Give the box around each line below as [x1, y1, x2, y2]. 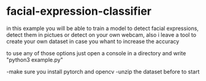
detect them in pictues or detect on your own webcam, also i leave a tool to [6, 31, 197, 38]
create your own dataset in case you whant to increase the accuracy [6, 37, 180, 45]
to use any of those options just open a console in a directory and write [6, 49, 186, 56]
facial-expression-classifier [6, 4, 152, 18]
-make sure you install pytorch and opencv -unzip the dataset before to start [6, 67, 200, 75]
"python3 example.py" [6, 56, 63, 63]
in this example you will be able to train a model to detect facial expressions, [6, 25, 199, 32]
